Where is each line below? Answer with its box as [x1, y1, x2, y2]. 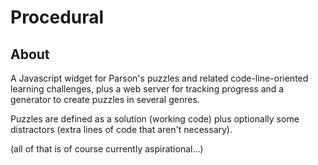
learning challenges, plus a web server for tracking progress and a [10, 83, 285, 95]
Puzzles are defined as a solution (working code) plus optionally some [10, 113, 300, 125]
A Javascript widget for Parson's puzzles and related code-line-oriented [10, 72, 309, 84]
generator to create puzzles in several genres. [10, 94, 200, 105]
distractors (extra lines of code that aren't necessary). [10, 124, 233, 135]
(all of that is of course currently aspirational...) [10, 143, 204, 155]
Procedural [10, 6, 105, 29]
